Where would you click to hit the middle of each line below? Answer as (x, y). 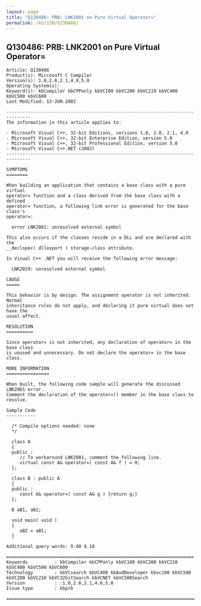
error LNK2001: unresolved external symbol (66, 227)
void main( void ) (35, 520)
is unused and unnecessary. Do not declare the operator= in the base (96, 353)
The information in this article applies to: (64, 123)
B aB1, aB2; (27, 510)
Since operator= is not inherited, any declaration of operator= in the (99, 342)
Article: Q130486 (28, 70)
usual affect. (24, 316)
